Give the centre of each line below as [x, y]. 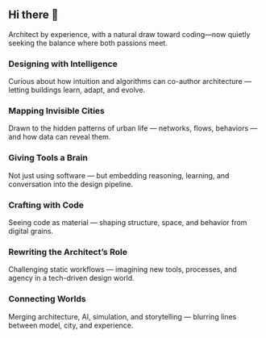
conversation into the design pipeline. [71, 184]
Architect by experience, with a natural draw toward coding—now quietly [129, 34]
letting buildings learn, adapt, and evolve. [77, 90]
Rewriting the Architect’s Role [68, 252]
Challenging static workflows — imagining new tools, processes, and [123, 269]
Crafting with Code [46, 205]
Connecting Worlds [47, 299]
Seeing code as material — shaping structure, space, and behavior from [128, 222]
